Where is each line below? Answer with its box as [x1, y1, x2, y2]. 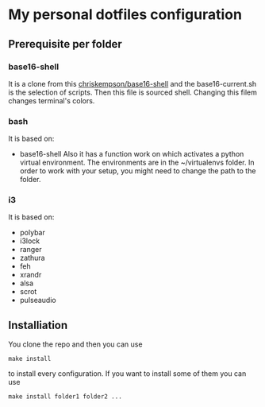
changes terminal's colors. [8, 95, 95, 105]
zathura [19, 253, 45, 263]
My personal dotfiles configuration [8, 6, 242, 24]
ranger [19, 245, 42, 254]
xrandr [19, 270, 42, 280]
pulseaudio [19, 296, 57, 305]
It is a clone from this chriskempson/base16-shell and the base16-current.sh [8, 79, 257, 88]
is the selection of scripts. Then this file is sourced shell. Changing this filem [8, 87, 258, 97]
